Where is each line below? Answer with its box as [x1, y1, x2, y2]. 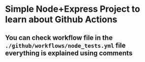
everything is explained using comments [5, 49, 133, 57]
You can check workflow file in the [5, 33, 113, 42]
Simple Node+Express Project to [5, 3, 140, 15]
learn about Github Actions [5, 14, 117, 25]
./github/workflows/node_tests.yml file [5, 41, 126, 50]
